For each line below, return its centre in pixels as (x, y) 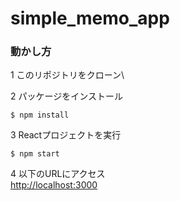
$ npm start (35, 154)
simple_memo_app (90, 18)
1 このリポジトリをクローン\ (67, 75)
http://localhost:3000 (54, 185)
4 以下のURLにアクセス (58, 174)
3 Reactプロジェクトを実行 (66, 135)
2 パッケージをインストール (66, 96)
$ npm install (40, 115)
